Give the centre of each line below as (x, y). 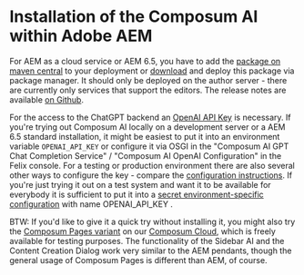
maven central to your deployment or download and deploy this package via (152, 71)
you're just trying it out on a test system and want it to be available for (140, 184)
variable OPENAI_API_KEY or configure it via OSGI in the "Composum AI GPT (149, 146)
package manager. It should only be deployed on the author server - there (148, 80)
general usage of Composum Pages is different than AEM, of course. (138, 260)
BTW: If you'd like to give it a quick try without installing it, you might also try (152, 221)
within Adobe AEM (81, 36)
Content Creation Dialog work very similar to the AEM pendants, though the (151, 250)
